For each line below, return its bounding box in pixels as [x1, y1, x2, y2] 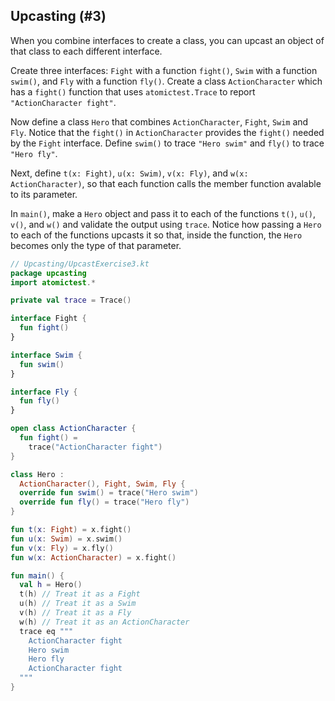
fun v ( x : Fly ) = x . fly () [10, 543, 114, 553]
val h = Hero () [19, 580, 83, 590]
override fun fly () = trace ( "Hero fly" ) [19, 497, 190, 508]
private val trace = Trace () [10, 295, 132, 306]
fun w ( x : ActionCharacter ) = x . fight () [10, 552, 177, 563]
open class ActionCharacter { [10, 424, 137, 434]
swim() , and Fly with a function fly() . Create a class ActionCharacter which [10, 75, 323, 87]
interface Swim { [10, 350, 83, 360]
